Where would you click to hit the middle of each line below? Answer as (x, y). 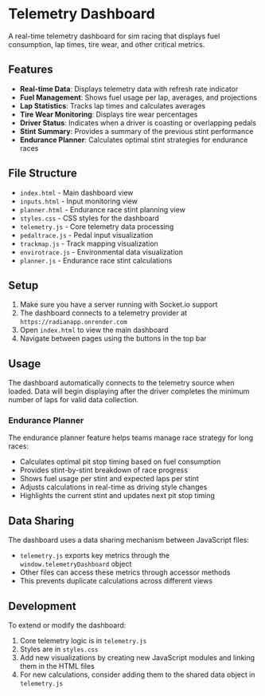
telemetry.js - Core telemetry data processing (97, 226)
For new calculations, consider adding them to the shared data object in (137, 674)
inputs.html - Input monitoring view (78, 201)
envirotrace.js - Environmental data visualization (101, 251)
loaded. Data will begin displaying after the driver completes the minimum (129, 391)
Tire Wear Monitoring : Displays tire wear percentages (109, 114)
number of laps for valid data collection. (74, 400)
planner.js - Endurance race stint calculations (96, 260)
